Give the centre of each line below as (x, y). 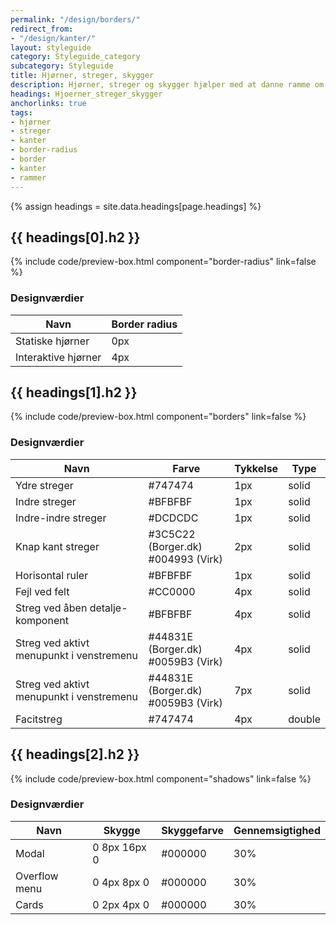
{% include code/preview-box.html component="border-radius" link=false (163, 262)
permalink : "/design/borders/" (75, 19)
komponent (42, 620)
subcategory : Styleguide (62, 66)
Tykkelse (256, 468)
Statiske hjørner (52, 341)
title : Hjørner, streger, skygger (82, 76)
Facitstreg (39, 719)
